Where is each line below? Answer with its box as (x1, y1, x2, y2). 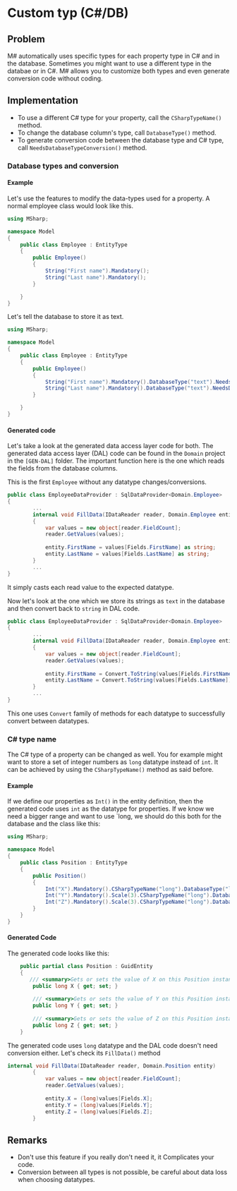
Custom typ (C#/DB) (7, 5, 129, 21)
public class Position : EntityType (20, 859, 128, 866)
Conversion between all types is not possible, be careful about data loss (17, 1168, 228, 1176)
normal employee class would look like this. (7, 201, 134, 210)
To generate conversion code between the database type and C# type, (17, 135, 224, 144)
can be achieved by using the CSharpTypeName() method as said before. (7, 766, 214, 774)
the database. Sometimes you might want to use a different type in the (7, 59, 212, 68)
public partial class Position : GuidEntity (20, 962, 153, 969)
